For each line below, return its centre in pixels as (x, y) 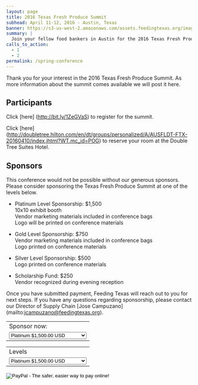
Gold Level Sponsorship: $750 (51, 234)
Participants (29, 102)
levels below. (22, 192)
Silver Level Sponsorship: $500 (53, 258)
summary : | (19, 34)
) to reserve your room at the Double (143, 141)
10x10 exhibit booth (38, 210)
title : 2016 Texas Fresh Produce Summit (57, 17)
